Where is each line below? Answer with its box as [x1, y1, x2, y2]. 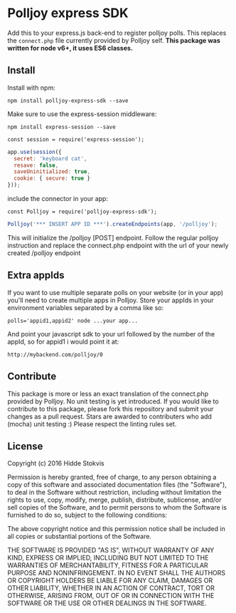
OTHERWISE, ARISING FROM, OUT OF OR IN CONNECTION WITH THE [7, 592, 215, 600]
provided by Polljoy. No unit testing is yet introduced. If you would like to [7, 397, 219, 406]
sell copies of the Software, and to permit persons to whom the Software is [7, 503, 227, 512]
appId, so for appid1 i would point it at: [7, 337, 119, 346]
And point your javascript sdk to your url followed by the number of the [7, 329, 215, 338]
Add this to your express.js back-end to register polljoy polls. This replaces [7, 29, 227, 37]
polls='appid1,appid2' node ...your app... [7, 317, 139, 324]
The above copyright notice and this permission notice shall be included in [7, 525, 225, 533]
